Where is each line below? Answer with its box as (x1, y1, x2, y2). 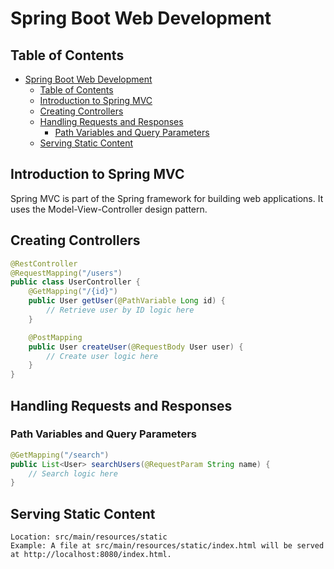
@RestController (10, 258, 78, 269)
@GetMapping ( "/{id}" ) (28, 287, 118, 297)
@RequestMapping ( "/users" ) (10, 268, 123, 278)
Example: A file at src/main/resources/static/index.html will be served (10, 541, 325, 551)
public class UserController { (10, 277, 141, 287)
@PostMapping (28, 332, 83, 342)
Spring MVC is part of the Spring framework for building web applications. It (10, 192, 324, 204)
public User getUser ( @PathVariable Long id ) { (28, 296, 226, 306)
